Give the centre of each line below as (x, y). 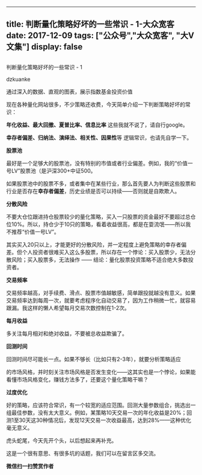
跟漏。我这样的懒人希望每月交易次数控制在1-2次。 (68, 307)
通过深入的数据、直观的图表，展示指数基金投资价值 (69, 92)
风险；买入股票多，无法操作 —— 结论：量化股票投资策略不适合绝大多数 (99, 259)
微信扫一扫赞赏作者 (30, 466)
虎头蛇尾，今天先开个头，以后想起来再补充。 (62, 440)
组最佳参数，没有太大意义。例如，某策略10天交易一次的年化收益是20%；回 (99, 412)
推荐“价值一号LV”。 (35, 231)
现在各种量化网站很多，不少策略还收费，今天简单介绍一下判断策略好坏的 (96, 104)
